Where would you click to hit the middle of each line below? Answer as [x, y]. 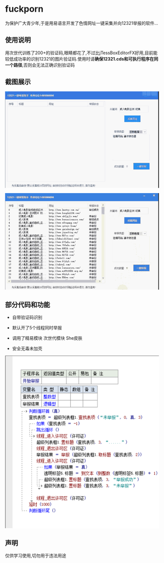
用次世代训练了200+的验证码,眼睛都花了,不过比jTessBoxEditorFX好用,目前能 [81, 53]
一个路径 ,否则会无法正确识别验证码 [40, 65]
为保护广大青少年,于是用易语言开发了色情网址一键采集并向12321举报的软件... [82, 23]
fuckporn [24, 9]
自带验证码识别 [27, 317]
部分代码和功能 [28, 305]
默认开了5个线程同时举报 [37, 328]
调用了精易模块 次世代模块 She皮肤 [47, 338]
